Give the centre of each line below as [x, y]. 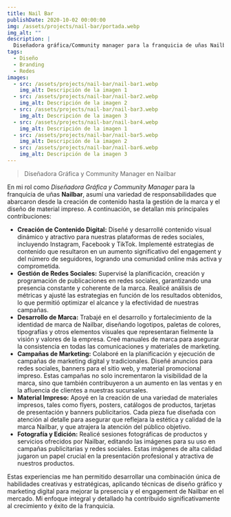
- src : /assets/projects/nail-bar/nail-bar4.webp [86, 122]
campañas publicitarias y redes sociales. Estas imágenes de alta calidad [119, 448]
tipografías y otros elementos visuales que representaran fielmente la [115, 331]
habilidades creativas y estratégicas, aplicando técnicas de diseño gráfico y [114, 484]
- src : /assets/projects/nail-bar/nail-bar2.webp [86, 97]
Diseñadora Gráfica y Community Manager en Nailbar [100, 173]
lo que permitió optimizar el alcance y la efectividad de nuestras [108, 302]
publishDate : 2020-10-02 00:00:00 [57, 20]
